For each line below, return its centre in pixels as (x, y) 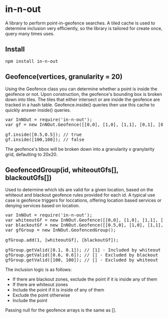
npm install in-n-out (32, 61)
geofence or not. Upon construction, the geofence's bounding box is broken (84, 94)
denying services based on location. (42, 206)
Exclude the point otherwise (41, 295)
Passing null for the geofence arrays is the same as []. (61, 310)
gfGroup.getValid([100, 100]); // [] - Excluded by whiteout (82, 260)
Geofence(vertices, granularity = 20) (64, 77)
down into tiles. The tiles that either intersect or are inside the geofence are (82, 99)
